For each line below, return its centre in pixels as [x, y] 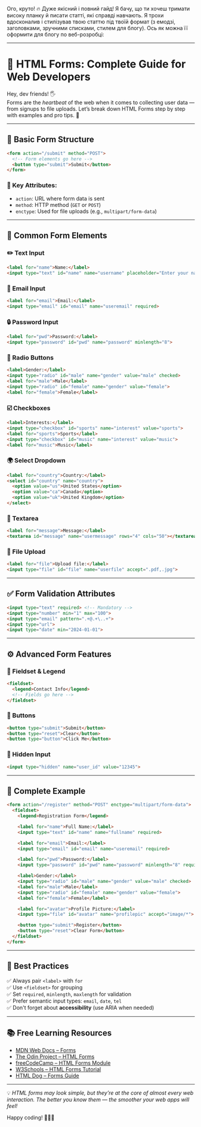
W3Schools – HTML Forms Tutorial [58, 1070]
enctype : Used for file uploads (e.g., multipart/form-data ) [86, 211]
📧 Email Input [26, 288]
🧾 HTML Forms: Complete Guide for [96, 64]
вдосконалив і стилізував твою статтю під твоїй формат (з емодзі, [91, 22]
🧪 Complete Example [46, 791]
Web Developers [49, 77]
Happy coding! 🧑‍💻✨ [31, 1117]
